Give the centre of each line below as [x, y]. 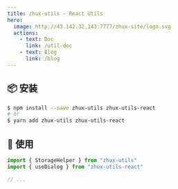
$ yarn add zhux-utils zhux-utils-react [66, 121]
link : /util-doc [49, 46]
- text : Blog [38, 53]
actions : [26, 33]
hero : [15, 20]
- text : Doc [37, 39]
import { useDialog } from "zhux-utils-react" [75, 167]
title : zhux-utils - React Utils [55, 13]
